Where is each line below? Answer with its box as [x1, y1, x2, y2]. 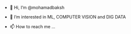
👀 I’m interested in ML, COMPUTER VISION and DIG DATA [9, 14, 126, 19]
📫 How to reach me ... [9, 24, 55, 29]
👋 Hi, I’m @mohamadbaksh [9, 5, 65, 10]
